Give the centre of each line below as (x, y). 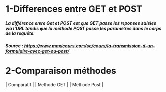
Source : (15, 46)
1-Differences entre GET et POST (74, 9)
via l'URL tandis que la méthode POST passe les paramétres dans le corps (83, 28)
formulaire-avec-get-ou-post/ (38, 51)
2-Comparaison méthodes (61, 71)
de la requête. (20, 33)
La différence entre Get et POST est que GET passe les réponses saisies (81, 23)
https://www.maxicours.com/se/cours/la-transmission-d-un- (89, 46)
